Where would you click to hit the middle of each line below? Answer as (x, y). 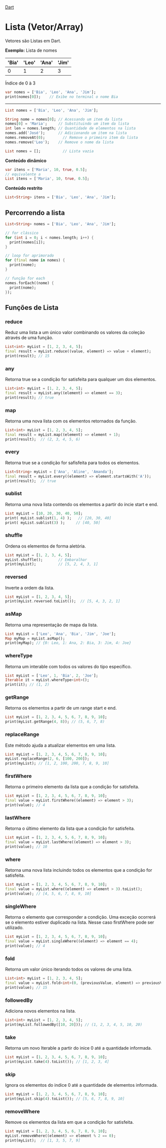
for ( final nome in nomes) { (35, 260)
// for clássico (22, 233)
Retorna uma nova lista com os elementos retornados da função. (71, 421)
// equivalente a (23, 174)
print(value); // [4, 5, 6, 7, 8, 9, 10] (48, 894)
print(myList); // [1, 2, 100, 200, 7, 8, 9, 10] (57, 764)
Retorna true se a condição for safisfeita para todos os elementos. (72, 463)
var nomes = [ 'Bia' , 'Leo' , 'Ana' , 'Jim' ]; (51, 92)
